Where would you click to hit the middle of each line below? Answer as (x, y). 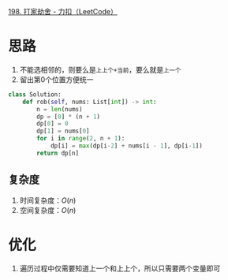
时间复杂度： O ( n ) (48, 200)
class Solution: (35, 94)
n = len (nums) (60, 109)
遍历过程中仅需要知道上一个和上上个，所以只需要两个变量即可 (120, 268)
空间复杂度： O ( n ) (48, 210)
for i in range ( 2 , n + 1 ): (81, 139)
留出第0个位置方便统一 (56, 79)
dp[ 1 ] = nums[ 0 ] (63, 131)
